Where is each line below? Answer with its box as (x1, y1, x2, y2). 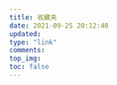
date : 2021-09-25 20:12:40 (9, 21, 109, 30)
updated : (9, 29, 42, 38)
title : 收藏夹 (9, 12, 58, 22)
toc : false (9, 63, 50, 72)
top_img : (9, 54, 42, 63)
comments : (9, 46, 46, 55)
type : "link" (9, 37, 58, 47)
